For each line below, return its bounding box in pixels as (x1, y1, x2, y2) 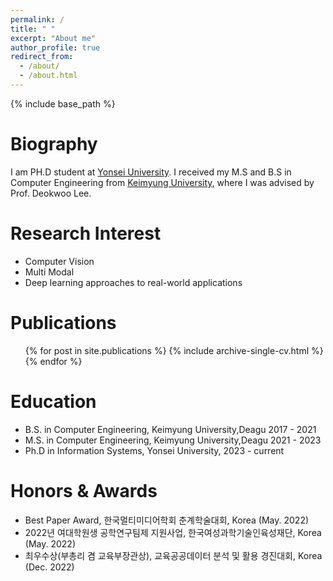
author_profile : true (10, 42, 101, 53)
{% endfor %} (24, 355, 83, 367)
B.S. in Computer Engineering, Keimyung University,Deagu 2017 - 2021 (24, 423, 317, 435)
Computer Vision (24, 255, 95, 267)
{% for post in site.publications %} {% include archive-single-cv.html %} (24, 344, 324, 356)
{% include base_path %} (10, 97, 116, 110)
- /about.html (19, 71, 78, 81)
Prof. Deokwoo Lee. (10, 187, 92, 199)
